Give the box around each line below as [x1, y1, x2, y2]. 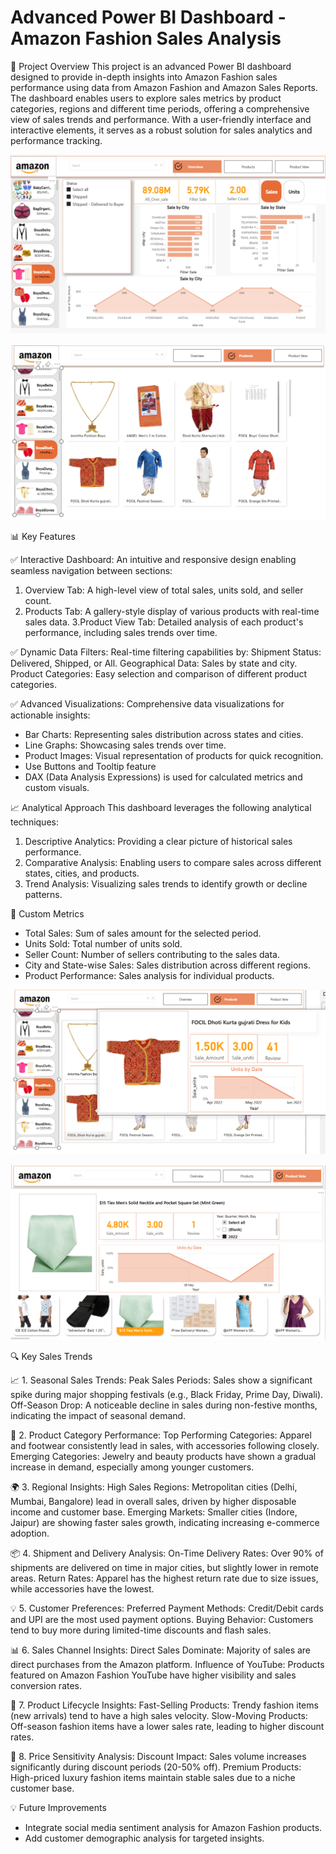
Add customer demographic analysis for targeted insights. [24, 1832, 265, 1845]
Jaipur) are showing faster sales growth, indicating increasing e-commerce [10, 1517, 320, 1529]
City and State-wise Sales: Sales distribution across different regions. [24, 959, 312, 971]
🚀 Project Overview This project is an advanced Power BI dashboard [10, 60, 292, 72]
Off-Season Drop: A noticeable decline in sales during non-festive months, [10, 1399, 318, 1411]
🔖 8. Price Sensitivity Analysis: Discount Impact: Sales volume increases [10, 1751, 307, 1763]
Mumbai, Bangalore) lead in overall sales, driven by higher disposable [10, 1496, 297, 1508]
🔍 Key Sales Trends [10, 1351, 93, 1363]
